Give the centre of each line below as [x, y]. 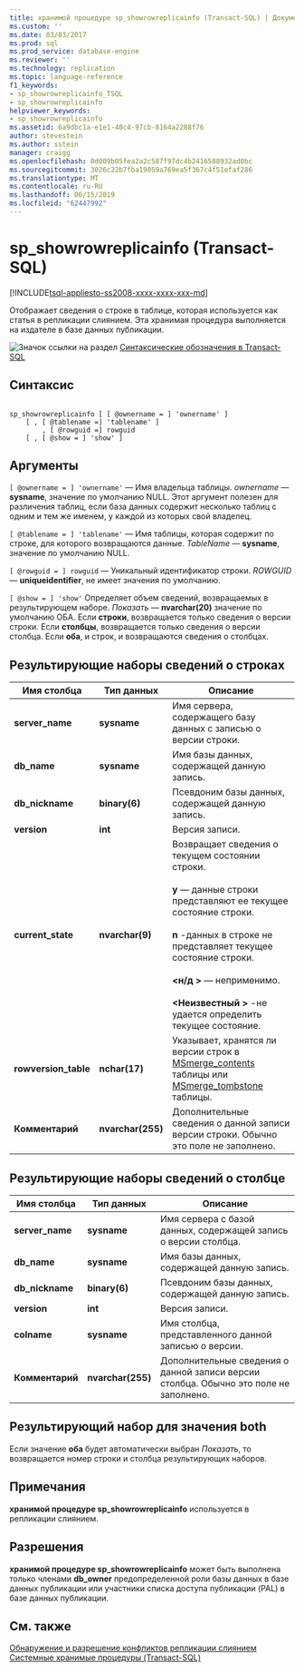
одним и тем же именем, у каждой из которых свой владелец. [131, 516]
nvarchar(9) [125, 935]
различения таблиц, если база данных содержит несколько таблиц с [143, 507]
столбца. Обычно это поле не [225, 1384]
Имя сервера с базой [207, 1219]
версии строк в [205, 1051]
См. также [41, 1626]
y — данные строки [215, 890]
